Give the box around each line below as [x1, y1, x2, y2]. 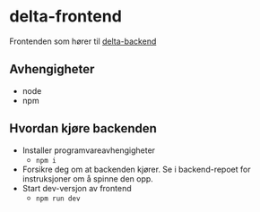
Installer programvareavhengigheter [22, 145, 155, 156]
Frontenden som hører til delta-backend [9, 36, 157, 47]
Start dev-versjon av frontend [22, 182, 132, 193]
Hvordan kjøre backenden [9, 121, 157, 136]
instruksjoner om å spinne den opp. [22, 173, 154, 184]
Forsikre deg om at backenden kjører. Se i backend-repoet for [22, 164, 251, 174]
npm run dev [35, 194, 81, 203]
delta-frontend [9, 6, 123, 27]
